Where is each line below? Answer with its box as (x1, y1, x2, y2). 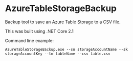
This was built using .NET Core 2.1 (5, 28, 74, 34)
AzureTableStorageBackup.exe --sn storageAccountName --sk (5, 47, 128, 52)
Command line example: (5, 37, 54, 44)
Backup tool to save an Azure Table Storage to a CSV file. (5, 19, 121, 25)
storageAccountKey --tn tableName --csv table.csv (5, 51, 111, 56)
